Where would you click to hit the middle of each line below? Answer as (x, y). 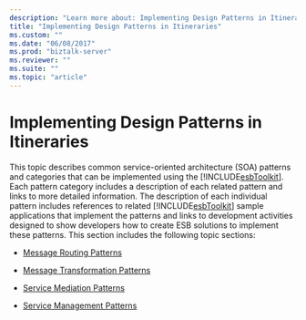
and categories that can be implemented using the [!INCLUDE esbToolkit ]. (147, 176)
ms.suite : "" (34, 69)
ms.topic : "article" (49, 77)
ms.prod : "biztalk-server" (61, 52)
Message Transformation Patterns (87, 270)
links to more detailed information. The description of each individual (138, 196)
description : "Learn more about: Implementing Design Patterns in (138, 18)
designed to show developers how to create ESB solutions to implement (144, 225)
